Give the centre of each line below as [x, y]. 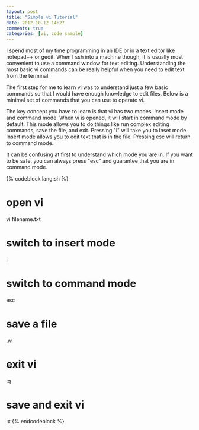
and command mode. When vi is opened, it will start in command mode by [97, 118]
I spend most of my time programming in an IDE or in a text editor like [91, 50]
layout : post [22, 12]
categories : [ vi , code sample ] [45, 34]
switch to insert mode [61, 243]
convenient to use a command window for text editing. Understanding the [96, 64]
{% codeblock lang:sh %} [38, 179]
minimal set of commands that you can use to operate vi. [76, 100]
